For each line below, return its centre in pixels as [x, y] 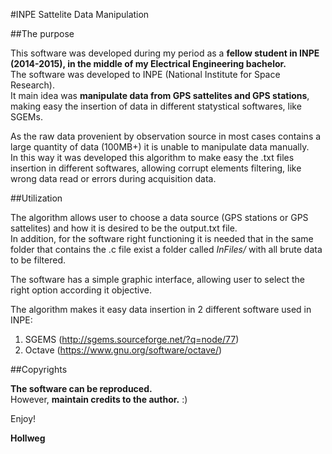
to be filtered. [38, 260]
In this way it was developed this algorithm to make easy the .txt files [152, 157]
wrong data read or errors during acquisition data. [113, 178]
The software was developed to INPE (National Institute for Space [145, 74]
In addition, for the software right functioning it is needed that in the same [162, 238]
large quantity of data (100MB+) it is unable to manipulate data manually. [160, 147]
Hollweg [28, 438]
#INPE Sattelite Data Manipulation [80, 14]
